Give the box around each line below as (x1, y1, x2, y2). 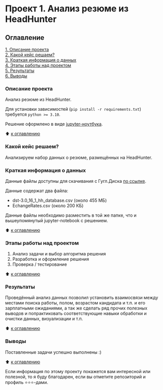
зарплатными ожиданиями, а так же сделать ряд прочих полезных (5, 305, 148, 311)
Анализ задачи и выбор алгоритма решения (12, 251, 106, 257)
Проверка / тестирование (12, 261, 67, 267)
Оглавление (5, 33, 45, 42)
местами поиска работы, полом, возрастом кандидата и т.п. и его (5, 300, 145, 306)
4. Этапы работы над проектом (5, 63, 71, 68)
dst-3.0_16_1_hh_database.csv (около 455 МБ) (12, 197, 107, 203)
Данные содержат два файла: (5, 187, 68, 194)
